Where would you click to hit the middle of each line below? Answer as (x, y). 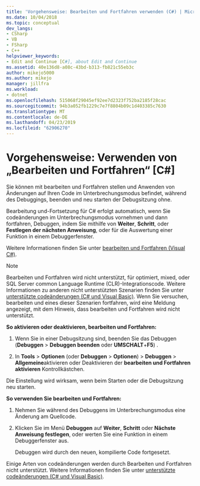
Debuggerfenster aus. (42, 440)
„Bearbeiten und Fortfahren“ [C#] (91, 170)
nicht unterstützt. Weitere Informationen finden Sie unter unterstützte (91, 470)
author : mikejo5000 (30, 73)
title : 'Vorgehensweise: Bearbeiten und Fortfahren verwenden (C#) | (94, 12)
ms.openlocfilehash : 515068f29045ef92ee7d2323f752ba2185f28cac (86, 100)
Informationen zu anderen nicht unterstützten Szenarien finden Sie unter (95, 290)
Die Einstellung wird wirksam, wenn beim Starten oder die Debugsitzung (95, 380)
